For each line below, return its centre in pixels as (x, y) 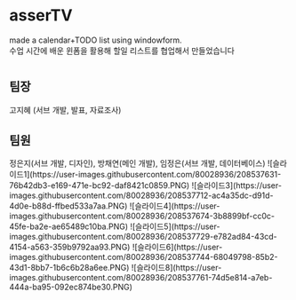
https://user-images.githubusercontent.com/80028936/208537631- (157, 175)
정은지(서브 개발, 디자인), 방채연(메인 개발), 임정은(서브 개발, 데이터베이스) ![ (141, 163)
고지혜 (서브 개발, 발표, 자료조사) (65, 110)
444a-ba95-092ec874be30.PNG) (71, 287)
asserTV (41, 16)
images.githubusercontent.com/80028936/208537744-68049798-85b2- (144, 257)
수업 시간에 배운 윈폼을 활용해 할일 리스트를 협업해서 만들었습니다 (122, 51)
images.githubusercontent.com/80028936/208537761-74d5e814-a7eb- (141, 278)
